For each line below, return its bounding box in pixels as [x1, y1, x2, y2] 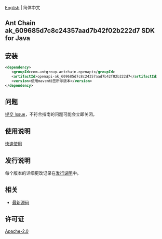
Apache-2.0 [5, 228, 29, 234]
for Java [5, 34, 30, 43]
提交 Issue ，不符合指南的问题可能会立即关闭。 [5, 112, 97, 117]
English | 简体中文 [5, 5, 40, 10]
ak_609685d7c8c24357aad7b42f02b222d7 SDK [5, 27, 155, 35]
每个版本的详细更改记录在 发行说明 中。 [5, 170, 81, 176]
